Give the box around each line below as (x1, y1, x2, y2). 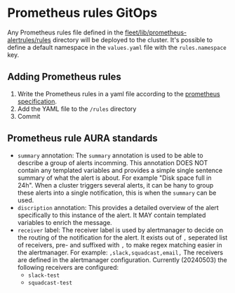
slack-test (27, 272, 60, 279)
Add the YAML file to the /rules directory (17, 104, 137, 113)
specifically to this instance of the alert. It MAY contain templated (17, 211, 206, 219)
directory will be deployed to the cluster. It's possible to (52, 35, 213, 44)
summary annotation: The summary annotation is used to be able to (17, 151, 203, 159)
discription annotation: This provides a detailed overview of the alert (17, 203, 219, 211)
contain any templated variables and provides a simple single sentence (17, 166, 223, 174)
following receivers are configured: (17, 263, 119, 271)
